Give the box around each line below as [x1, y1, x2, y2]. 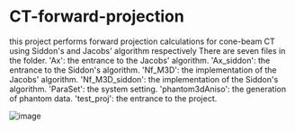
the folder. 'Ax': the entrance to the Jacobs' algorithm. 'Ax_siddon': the [9, 55, 271, 65]
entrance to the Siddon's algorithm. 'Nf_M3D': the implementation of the [9, 65, 277, 75]
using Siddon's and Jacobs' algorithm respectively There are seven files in [9, 45, 286, 56]
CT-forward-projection [9, 6, 184, 27]
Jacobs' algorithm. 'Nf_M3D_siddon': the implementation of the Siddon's [9, 74, 279, 84]
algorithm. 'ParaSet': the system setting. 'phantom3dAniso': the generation [9, 83, 286, 94]
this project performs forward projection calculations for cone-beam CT [9, 36, 276, 47]
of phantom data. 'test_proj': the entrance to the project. [9, 92, 218, 104]
